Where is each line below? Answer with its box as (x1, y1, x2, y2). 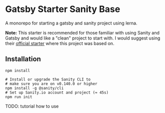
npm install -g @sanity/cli (5, 85, 64, 90)
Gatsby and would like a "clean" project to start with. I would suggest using (5, 35, 160, 41)
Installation (5, 55, 41, 63)
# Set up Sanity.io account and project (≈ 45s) (5, 90, 109, 95)
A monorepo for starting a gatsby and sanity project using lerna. (5, 20, 138, 26)
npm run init (5, 94, 33, 99)
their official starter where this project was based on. (5, 40, 114, 46)
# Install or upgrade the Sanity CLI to (5, 76, 91, 82)
